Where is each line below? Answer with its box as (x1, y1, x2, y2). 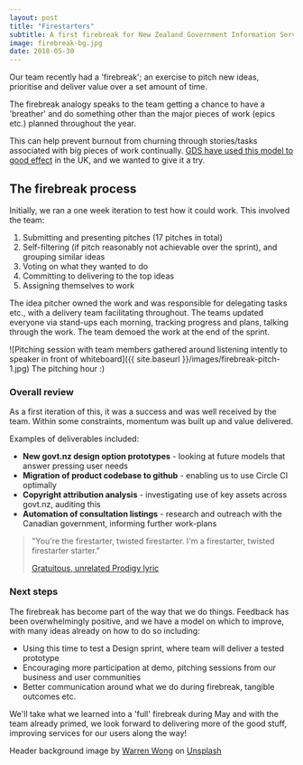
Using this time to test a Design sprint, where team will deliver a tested (22, 643, 285, 654)
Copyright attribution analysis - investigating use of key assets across (22, 489, 288, 500)
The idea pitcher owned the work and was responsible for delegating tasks (9, 297, 288, 308)
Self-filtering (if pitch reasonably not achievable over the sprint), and (22, 241, 278, 252)
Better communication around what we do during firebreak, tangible (22, 681, 275, 692)
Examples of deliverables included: (9, 433, 140, 444)
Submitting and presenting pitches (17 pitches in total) (22, 231, 224, 242)
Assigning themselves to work (22, 279, 135, 290)
